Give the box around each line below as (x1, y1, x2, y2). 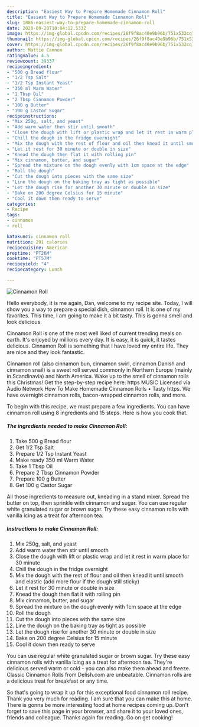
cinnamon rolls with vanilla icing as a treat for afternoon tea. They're (6, 658, 172, 666)
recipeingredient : (6, 63, 52, 70)
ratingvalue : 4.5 (6, 53, 50, 59)
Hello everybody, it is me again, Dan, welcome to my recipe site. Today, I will (6, 299, 193, 306)
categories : (6, 201, 36, 207)
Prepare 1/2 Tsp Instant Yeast (15, 450, 87, 457)
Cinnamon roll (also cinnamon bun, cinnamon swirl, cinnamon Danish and (6, 360, 185, 367)
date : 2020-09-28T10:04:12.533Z (6, 25, 86, 31)
